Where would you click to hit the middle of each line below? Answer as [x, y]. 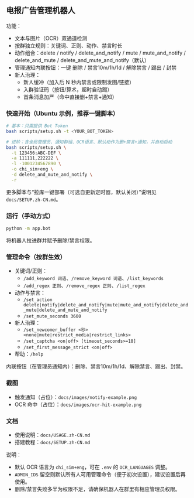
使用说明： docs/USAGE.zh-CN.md [52, 435]
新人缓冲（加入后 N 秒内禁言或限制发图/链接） [79, 82]
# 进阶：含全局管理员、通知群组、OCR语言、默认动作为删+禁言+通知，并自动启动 [89, 142]
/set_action [38, 300]
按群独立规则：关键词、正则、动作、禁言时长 [68, 45]
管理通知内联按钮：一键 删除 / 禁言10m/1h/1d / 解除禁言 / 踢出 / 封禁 [96, 67]
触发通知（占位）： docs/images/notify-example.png [76, 397]
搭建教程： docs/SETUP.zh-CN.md [52, 442]
